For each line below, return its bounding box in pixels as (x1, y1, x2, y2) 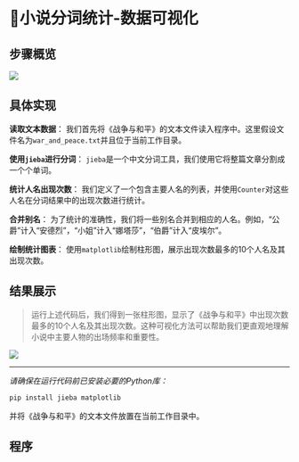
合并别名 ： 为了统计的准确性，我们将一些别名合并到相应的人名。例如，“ (9, 213, 273, 224)
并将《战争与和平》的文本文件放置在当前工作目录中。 (9, 410, 205, 421)
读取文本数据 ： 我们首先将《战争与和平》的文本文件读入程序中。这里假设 (9, 123, 277, 134)
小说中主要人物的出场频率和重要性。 (30, 331, 165, 342)
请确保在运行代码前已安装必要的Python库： (9, 375, 168, 386)
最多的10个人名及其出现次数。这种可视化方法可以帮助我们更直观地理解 (30, 320, 289, 331)
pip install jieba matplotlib (9, 393, 122, 402)
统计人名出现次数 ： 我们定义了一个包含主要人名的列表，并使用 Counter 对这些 (9, 184, 289, 194)
